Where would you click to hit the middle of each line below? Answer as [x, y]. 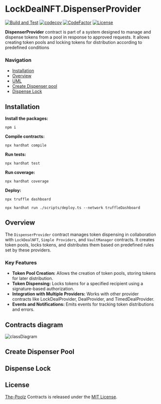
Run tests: [16, 154]
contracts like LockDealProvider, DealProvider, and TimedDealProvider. [83, 299]
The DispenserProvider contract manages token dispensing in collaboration [81, 234]
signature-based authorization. [43, 289]
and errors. [23, 309]
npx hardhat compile [26, 145]
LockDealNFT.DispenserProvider [73, 9]
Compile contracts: [25, 136]
